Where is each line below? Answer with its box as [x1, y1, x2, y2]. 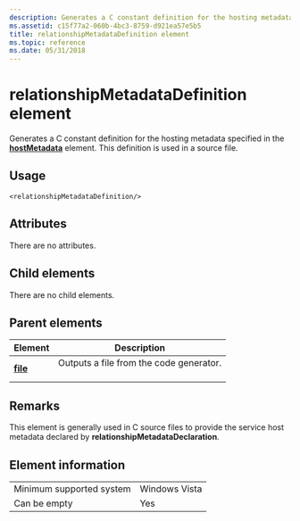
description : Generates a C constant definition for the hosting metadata [9, 12, 294, 22]
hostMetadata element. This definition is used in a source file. [9, 143, 238, 153]
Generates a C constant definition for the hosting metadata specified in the [9, 133, 285, 144]
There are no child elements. [9, 289, 115, 300]
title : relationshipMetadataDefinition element [9, 29, 190, 38]
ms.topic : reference [9, 37, 87, 47]
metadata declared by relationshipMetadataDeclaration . [9, 432, 221, 442]
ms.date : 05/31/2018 [9, 46, 87, 55]
